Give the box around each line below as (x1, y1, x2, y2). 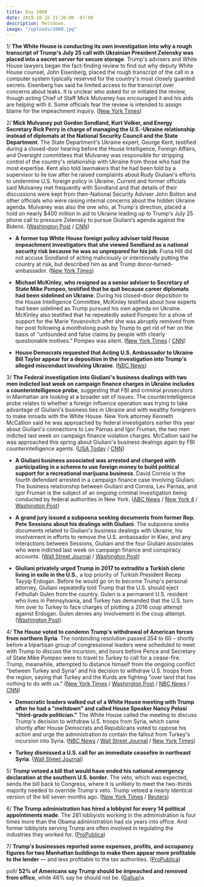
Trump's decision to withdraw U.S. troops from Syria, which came (15, 718, 180, 725)
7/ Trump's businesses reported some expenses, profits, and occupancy (6, 842, 194, 850)
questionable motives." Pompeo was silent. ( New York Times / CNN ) (15, 337, 186, 344)
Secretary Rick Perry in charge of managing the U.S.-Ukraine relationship (6, 126, 195, 133)
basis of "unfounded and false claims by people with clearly (15, 330, 165, 338)
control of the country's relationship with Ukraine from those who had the (6, 158, 190, 165)
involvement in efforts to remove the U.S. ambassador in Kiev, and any (15, 533, 191, 541)
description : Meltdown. (6, 20, 67, 26)
